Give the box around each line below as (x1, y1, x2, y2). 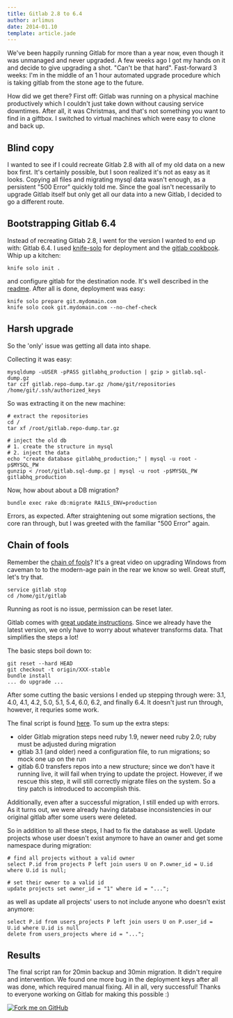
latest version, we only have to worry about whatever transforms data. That (7, 626, 223, 634)
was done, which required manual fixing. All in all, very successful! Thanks (7, 982, 221, 991)
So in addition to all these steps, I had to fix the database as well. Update (7, 826, 216, 834)
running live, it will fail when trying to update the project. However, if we (17, 769, 223, 778)
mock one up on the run (17, 755, 87, 763)
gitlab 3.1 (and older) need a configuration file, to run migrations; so (17, 747, 211, 755)
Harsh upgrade (7, 323, 74, 335)
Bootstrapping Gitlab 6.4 (7, 218, 117, 230)
